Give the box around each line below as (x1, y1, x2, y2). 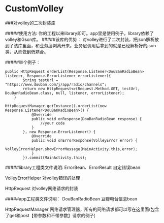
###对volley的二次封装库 (5, 20, 56, 26)
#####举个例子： (5, 59, 41, 65)
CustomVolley (5, 3, 64, 14)
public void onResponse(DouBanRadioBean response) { (31, 116, 142, 121)
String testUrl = (23, 77, 58, 83)
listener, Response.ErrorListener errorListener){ (5, 73, 111, 78)
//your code (40, 121, 65, 126)
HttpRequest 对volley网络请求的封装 (5, 185, 78, 191)
